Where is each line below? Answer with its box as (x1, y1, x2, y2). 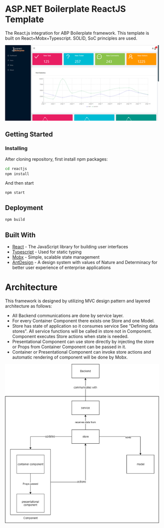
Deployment (5, 203, 43, 212)
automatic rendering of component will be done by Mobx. (12, 354, 128, 360)
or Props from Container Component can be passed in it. (12, 344, 126, 350)
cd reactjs (5, 166, 27, 171)
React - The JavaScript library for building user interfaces (12, 243, 128, 249)
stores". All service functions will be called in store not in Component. (12, 328, 152, 334)
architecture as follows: (5, 303, 52, 309)
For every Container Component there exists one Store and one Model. (12, 317, 155, 324)
